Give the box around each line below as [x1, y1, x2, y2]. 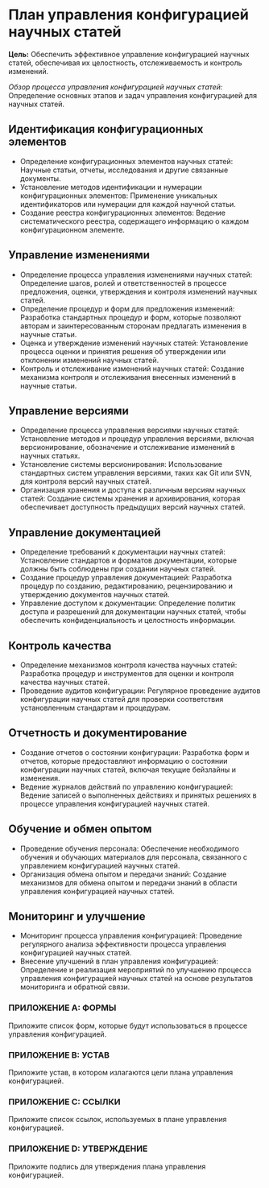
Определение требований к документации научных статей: [19, 547, 226, 557]
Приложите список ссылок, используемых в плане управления [8, 1115, 227, 1124]
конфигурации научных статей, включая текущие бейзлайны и [19, 765, 236, 774]
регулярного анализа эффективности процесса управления [19, 939, 227, 949]
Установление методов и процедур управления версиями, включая [19, 434, 255, 443]
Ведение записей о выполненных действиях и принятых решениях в [19, 790, 258, 800]
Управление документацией [8, 526, 161, 539]
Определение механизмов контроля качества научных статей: [19, 660, 238, 670]
